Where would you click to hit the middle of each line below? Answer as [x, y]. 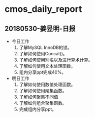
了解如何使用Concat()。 [43, 54]
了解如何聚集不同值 [39, 97]
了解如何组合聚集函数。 [43, 103]
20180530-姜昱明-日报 [40, 28]
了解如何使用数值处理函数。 [47, 84]
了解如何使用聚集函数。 [43, 91]
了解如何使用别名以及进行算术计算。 [56, 60]
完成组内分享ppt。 [38, 109]
